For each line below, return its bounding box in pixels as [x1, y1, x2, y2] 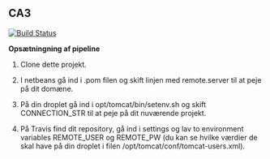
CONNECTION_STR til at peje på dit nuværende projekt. [19, 108, 207, 118]
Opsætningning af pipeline [8, 44, 101, 54]
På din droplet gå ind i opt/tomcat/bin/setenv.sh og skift [19, 99, 207, 109]
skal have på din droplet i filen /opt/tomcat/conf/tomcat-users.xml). [19, 141, 246, 151]
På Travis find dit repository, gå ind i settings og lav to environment [19, 123, 244, 133]
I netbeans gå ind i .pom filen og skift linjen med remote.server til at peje [19, 75, 262, 84]
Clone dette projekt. [19, 59, 87, 69]
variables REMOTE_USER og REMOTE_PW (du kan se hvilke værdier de [19, 132, 258, 142]
